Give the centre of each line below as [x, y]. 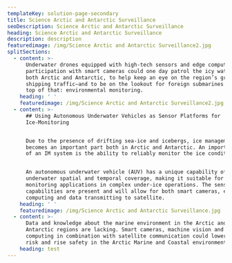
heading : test [40, 249]
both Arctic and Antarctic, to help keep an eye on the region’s [121, 77]
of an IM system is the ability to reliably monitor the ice [115, 154]
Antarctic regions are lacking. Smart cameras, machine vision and [125, 230]
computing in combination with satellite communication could [117, 236]
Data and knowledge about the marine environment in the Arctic [120, 223]
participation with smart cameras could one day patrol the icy [120, 71]
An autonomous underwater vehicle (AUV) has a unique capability [121, 172]
